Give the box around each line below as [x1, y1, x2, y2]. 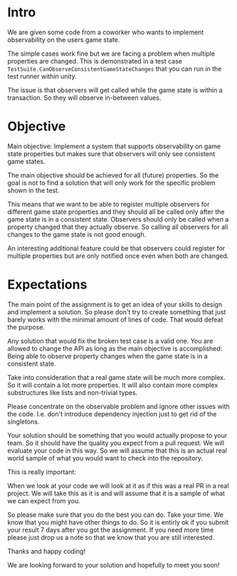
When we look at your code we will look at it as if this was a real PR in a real [7, 481, 229, 490]
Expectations [7, 277, 88, 293]
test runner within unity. [7, 72, 77, 81]
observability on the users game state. [7, 35, 120, 43]
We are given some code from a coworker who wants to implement [7, 28, 204, 36]
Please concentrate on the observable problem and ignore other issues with [7, 402, 230, 411]
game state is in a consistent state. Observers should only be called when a [7, 215, 229, 223]
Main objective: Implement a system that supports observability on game [7, 142, 221, 150]
